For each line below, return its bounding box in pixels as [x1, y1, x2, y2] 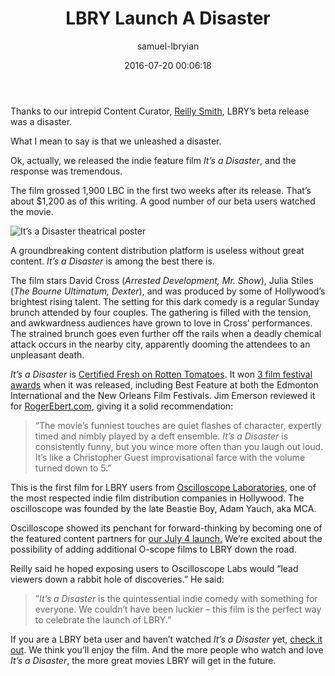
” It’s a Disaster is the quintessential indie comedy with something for [34, 592, 318, 604]
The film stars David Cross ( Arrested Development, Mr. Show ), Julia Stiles [10, 274, 314, 286]
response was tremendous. [10, 165, 123, 177]
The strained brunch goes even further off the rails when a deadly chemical [10, 327, 322, 339]
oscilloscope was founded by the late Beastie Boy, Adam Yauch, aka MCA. [10, 502, 317, 514]
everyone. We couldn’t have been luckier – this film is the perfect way [34, 603, 322, 615]
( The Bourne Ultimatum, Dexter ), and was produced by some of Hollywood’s [10, 285, 326, 297]
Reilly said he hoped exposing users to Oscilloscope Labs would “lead [10, 562, 299, 574]
